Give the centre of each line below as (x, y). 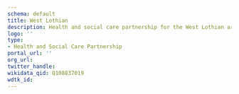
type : (15, 40)
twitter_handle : (31, 66)
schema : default (31, 14)
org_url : (20, 60)
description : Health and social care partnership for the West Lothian (116, 27)
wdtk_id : (20, 80)
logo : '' (20, 34)
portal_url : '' (30, 54)
